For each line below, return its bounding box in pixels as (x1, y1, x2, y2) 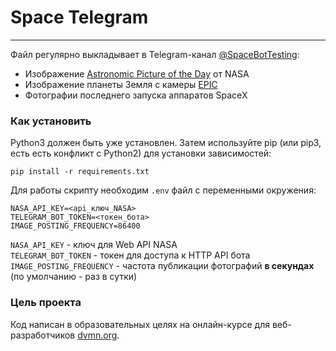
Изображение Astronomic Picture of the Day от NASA (24, 67, 250, 80)
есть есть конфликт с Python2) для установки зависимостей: (10, 147, 272, 160)
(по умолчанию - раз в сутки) (10, 271, 138, 283)
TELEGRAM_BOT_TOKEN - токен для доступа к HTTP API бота (10, 249, 251, 261)
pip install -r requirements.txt (10, 167, 150, 177)
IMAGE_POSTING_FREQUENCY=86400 (10, 221, 141, 231)
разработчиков (10, 329, 76, 341)
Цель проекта (10, 296, 82, 310)
